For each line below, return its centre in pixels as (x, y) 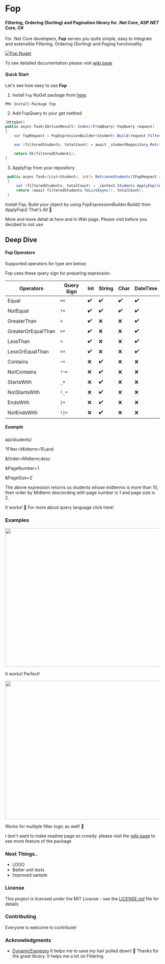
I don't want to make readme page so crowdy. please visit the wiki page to (80, 836)
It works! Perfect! (23, 674)
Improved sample (30, 875)
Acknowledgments (28, 940)
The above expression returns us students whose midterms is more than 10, (82, 487)
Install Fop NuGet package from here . (50, 95)
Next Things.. (22, 854)
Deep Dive (21, 240)
